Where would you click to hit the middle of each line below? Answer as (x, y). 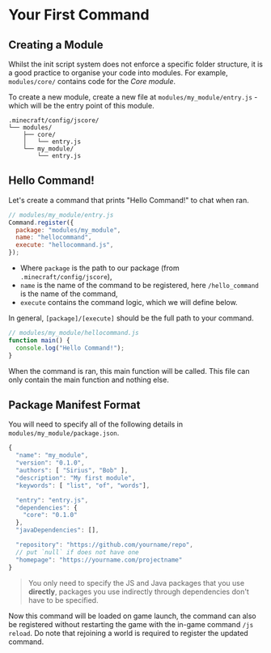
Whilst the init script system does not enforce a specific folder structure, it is (135, 64)
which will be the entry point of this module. (82, 106)
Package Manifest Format (74, 405)
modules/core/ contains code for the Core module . (92, 81)
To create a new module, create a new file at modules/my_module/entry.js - (133, 97)
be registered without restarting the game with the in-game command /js (131, 624)
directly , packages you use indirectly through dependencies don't (138, 592)
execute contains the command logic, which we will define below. (129, 303)
